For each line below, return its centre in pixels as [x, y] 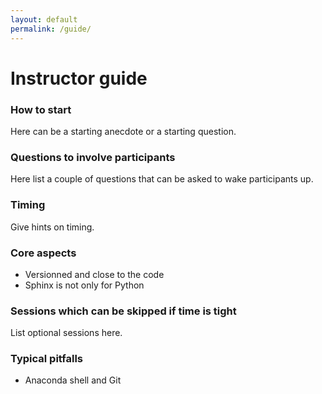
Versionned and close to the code [94, 274]
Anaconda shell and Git [73, 380]
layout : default [44, 19]
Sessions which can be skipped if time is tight [123, 311]
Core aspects [43, 253]
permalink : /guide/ [51, 29]
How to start [41, 109]
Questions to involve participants [93, 157]
